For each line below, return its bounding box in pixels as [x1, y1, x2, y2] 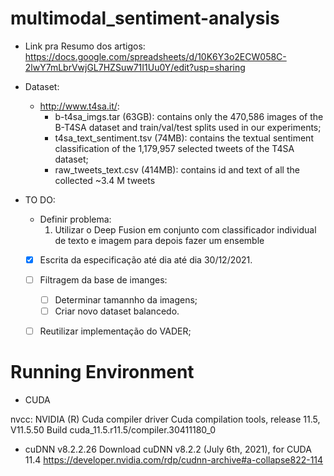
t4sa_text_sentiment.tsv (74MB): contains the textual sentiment [54, 132, 314, 144]
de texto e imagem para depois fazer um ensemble [54, 234, 265, 246]
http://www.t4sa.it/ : [39, 100, 120, 112]
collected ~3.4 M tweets [54, 174, 156, 186]
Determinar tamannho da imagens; [54, 294, 198, 306]
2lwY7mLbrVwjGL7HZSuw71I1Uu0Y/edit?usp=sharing [24, 61, 246, 73]
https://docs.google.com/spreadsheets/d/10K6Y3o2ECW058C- [24, 50, 287, 62]
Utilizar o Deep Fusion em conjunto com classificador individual [54, 223, 317, 236]
